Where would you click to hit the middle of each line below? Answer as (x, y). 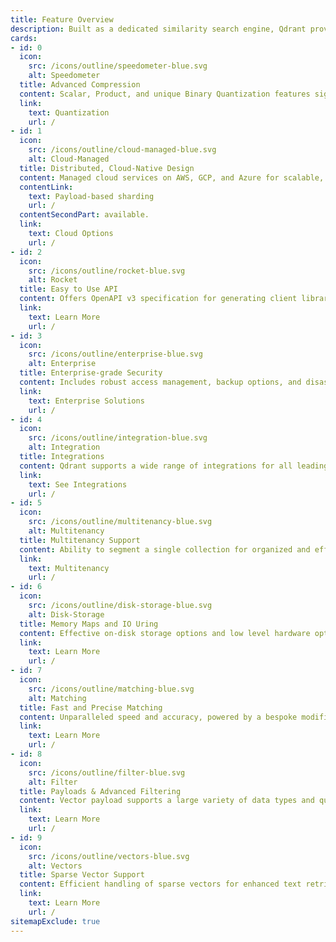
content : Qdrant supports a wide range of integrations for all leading (174, 466)
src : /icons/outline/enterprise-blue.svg (115, 354)
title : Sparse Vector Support (82, 875)
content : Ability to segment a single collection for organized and (165, 549)
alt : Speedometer (64, 76)
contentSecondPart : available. (84, 215)
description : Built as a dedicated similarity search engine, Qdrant (158, 29)
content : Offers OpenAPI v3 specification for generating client (158, 299)
